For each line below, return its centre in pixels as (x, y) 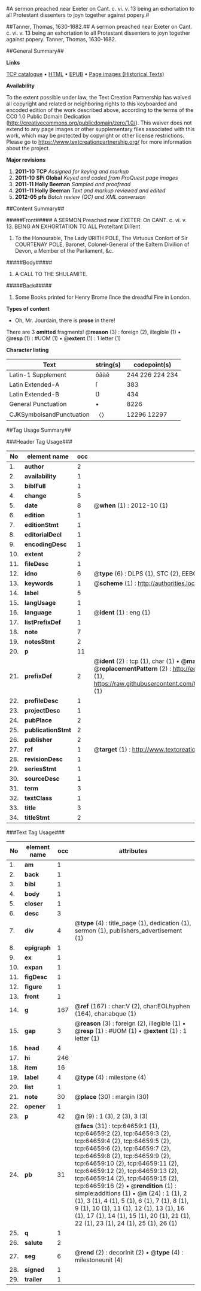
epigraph (38, 948)
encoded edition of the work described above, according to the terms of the (100, 110)
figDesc (36, 977)
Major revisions (26, 160)
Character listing (28, 350)
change (36, 496)
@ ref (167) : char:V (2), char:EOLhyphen (132, 1006)
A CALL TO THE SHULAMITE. (51, 274)
